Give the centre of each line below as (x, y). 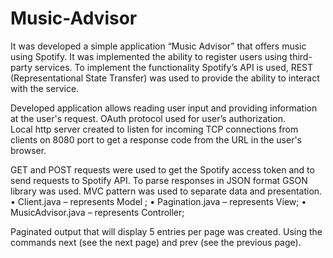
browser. (28, 150)
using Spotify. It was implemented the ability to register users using (149, 56)
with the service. (45, 88)
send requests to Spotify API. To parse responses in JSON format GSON (159, 180)
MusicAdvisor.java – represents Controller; (97, 212)
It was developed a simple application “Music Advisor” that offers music (158, 46)
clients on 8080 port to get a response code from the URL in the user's (156, 139)
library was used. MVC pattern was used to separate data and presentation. (166, 191)
